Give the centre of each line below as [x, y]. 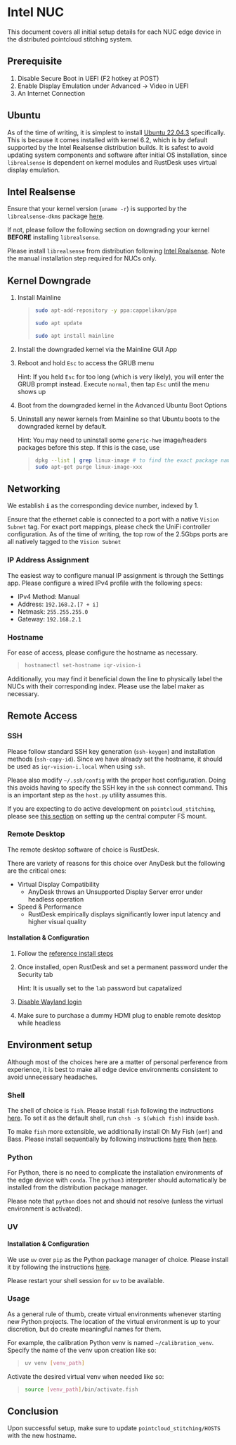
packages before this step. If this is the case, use [88, 447]
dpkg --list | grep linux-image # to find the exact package [126, 460]
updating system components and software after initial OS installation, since [117, 155]
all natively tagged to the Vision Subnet [64, 542]
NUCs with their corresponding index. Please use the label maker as [106, 686]
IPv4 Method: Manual [48, 596]
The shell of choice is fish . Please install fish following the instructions [111, 1111]
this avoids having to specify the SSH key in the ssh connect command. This [118, 787]
